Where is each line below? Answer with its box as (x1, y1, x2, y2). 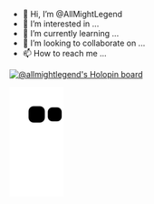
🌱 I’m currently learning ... (22, 28, 120, 38)
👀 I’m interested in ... (22, 18, 100, 29)
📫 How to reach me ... (22, 48, 107, 58)
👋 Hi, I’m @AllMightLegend (22, 9, 123, 19)
